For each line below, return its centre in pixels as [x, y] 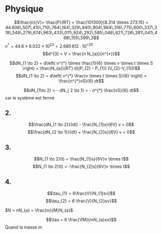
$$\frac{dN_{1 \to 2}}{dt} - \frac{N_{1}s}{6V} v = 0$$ [81, 125]
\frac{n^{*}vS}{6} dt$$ [81, 81]
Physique [24, 9]
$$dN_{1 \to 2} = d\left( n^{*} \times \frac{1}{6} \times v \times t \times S [81, 63]
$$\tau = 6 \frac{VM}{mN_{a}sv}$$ [81, 220]
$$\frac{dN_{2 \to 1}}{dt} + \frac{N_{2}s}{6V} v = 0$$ [81, 132]
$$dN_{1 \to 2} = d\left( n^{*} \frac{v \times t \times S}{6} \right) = [81, 75]
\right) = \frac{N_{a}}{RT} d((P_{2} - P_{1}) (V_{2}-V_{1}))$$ [81, 68]
